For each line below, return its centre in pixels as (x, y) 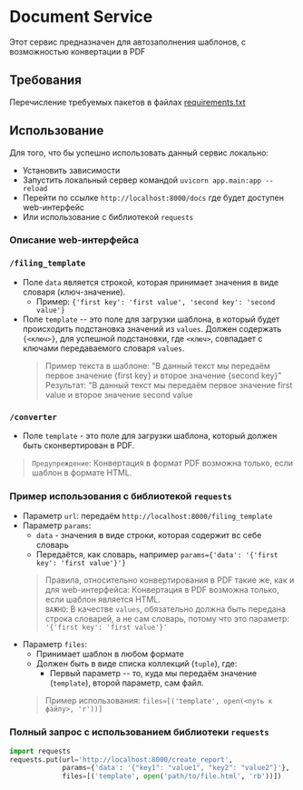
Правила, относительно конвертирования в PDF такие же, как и (170, 580)
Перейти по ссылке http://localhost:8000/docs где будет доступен (153, 197)
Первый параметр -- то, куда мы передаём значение (153, 674)
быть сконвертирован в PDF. (78, 445)
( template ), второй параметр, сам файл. (127, 683)
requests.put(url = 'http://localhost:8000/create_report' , (121, 760)
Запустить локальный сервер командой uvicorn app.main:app (142, 180)
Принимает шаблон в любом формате (110, 654)
